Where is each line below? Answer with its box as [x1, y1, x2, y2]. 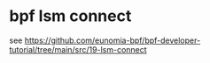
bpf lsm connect [9, 6, 132, 26]
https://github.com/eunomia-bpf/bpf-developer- [24, 35, 201, 45]
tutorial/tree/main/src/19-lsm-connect [9, 44, 148, 54]
